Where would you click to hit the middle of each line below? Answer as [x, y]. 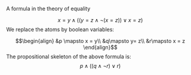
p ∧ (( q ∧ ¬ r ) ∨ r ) [100, 66]
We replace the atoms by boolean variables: [60, 29]
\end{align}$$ [100, 47]
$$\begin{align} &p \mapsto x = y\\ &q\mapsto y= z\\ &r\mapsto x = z [100, 41]
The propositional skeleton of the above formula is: [69, 57]
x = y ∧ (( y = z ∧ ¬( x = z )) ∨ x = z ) [100, 20]
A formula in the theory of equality [48, 9]
